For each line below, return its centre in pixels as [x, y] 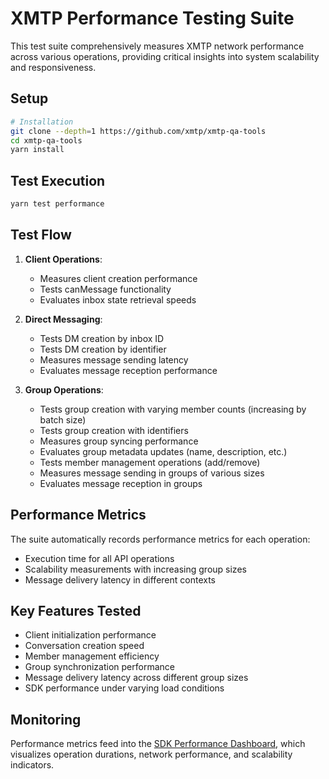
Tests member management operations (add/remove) [150, 462]
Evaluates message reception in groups [121, 483]
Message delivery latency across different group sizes [136, 678]
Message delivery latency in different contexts [120, 579]
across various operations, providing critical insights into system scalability [165, 56]
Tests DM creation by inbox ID [102, 338]
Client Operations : [63, 259]
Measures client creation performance [118, 278]
